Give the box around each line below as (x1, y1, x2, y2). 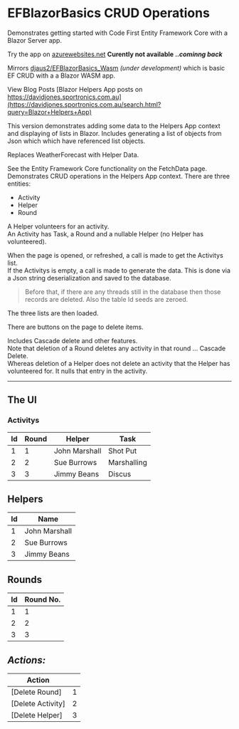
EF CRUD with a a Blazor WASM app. (7, 71, 116, 80)
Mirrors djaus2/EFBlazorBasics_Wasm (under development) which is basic (7, 63, 225, 72)
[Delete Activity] (11, 699, 65, 709)
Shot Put (107, 446, 137, 456)
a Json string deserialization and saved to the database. (7, 273, 172, 282)
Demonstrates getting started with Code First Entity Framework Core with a (7, 28, 228, 37)
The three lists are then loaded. (7, 308, 99, 318)
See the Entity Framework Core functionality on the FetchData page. (7, 164, 208, 172)
